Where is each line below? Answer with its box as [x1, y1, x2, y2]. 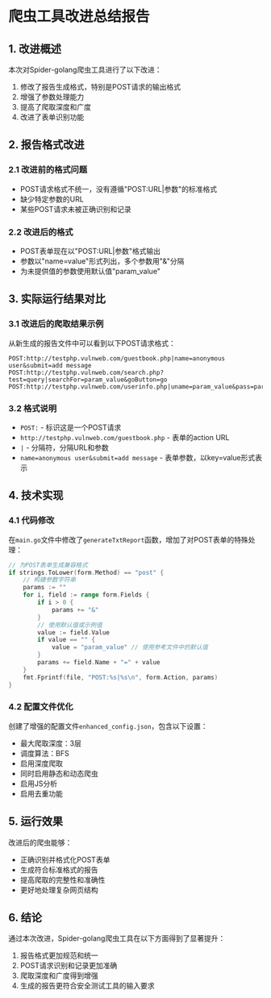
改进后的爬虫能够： [8, 838, 73, 847]
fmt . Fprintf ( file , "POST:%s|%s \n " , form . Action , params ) [23, 673, 219, 681]
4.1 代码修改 [8, 515, 55, 526]
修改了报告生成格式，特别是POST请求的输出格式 [19, 82, 181, 91]
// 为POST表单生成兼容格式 [8, 561, 89, 569]
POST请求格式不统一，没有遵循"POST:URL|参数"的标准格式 [19, 184, 218, 193]
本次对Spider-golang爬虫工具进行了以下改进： [8, 65, 162, 74]
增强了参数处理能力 [19, 92, 85, 102]
